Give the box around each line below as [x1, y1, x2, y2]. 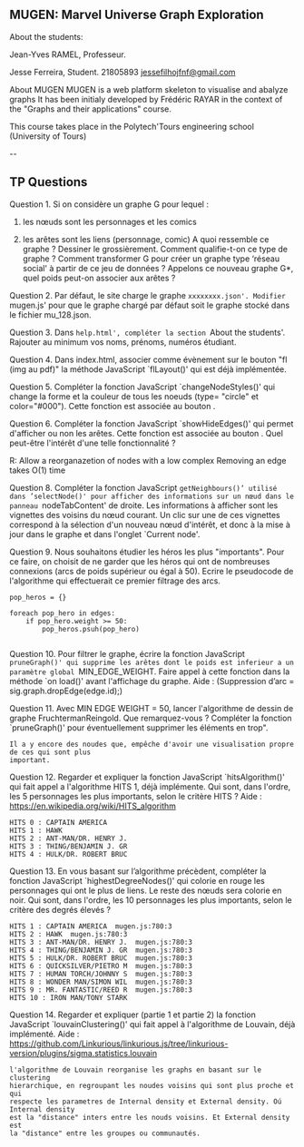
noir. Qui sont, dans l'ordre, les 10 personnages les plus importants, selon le [9, 894, 292, 906]
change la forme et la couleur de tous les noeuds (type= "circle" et [9, 390, 259, 402]
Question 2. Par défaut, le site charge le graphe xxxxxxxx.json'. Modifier [9, 289, 286, 300]
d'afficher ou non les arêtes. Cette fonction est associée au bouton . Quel [9, 427, 284, 438]
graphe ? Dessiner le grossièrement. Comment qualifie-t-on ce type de [22, 243, 289, 254]
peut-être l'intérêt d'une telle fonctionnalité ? [9, 437, 176, 448]
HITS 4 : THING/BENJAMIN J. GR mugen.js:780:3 [9, 946, 193, 955]
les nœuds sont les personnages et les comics [22, 216, 197, 227]
